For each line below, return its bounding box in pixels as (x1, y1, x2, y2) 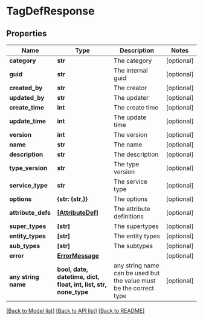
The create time (114, 103, 159, 111)
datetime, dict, (57, 273, 100, 281)
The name (114, 140, 143, 149)
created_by (9, 83, 43, 92)
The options (114, 195, 148, 203)
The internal (114, 67, 148, 74)
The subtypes (114, 242, 153, 250)
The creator (114, 83, 147, 92)
